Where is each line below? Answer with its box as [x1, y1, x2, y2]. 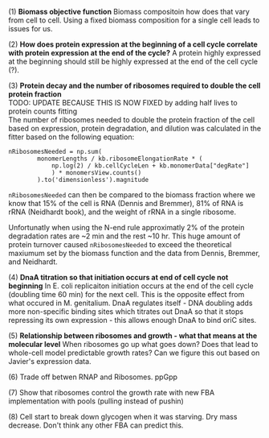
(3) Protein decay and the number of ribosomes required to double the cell [8, 81, 261, 90]
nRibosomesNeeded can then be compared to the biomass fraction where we [8, 190, 255, 200]
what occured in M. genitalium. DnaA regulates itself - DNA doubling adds [8, 298, 253, 308]
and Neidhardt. [8, 257, 58, 267]
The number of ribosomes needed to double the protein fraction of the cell [8, 115, 255, 124]
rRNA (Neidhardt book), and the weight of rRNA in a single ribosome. [8, 207, 237, 217]
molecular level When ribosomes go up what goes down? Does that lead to [8, 340, 259, 349]
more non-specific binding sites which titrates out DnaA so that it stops [8, 307, 243, 316]
